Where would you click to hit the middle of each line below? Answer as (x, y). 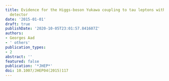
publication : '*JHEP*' (29, 66)
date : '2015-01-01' (26, 19)
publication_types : (26, 47)
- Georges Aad (20, 38)
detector (19, 15)
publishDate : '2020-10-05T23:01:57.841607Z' (53, 29)
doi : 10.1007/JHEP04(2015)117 (37, 71)
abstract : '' (19, 57)
